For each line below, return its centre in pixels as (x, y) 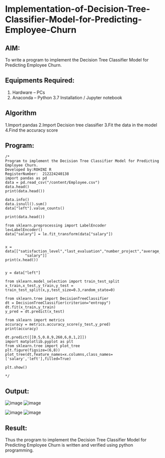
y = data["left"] (23, 273)
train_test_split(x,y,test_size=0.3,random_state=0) (60, 290)
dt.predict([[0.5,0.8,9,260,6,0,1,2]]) (46, 338)
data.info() (17, 200)
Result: (16, 428)
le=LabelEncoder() (24, 230)
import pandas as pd (26, 178)
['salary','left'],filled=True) (38, 359)
